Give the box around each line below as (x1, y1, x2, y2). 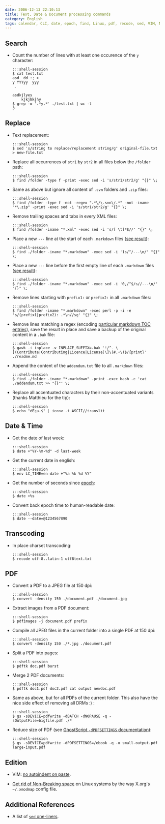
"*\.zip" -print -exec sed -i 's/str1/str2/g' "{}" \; (12, 205, 127, 210)
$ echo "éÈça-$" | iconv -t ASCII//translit (12, 408, 105, 413)
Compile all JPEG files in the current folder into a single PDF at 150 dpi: (12, 628, 156, 634)
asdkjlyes (12, 93, 33, 98)
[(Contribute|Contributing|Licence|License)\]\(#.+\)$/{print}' (12, 350, 147, 355)
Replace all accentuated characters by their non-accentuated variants (12, 389, 154, 395)
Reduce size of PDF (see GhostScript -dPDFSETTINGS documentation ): (12, 727, 152, 733)
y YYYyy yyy (12, 80, 39, 85)
